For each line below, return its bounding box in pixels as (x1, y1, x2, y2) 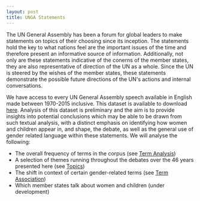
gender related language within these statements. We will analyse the (6, 131, 178, 139)
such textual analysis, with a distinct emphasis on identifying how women (6, 119, 187, 126)
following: (6, 138, 31, 145)
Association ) (14, 175, 46, 182)
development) (14, 188, 50, 195)
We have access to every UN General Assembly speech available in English (6, 94, 193, 101)
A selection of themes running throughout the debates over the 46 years (14, 156, 194, 163)
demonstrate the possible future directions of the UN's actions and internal (6, 76, 191, 83)
